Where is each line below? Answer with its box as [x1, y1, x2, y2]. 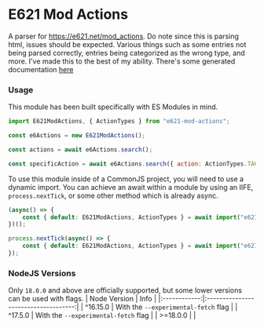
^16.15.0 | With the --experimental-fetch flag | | [85, 302, 238, 312]
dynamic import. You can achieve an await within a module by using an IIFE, [8, 182, 254, 191]
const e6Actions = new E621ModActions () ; [8, 132, 146, 140]
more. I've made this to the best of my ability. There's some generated [8, 56, 236, 66]
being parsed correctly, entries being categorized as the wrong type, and [8, 48, 245, 57]
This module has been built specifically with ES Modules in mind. [8, 102, 218, 111]
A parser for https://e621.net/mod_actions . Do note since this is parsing [8, 31, 240, 41]
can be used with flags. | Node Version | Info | [8, 294, 157, 304]
